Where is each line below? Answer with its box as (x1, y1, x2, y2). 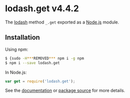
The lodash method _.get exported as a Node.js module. (5, 19, 119, 25)
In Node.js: (5, 69, 27, 75)
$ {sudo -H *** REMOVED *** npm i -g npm (5, 56, 84, 61)
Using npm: (5, 46, 28, 52)
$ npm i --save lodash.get (5, 60, 60, 65)
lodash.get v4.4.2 (5, 3, 79, 14)
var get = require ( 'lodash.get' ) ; (5, 79, 76, 84)
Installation (5, 33, 40, 42)
